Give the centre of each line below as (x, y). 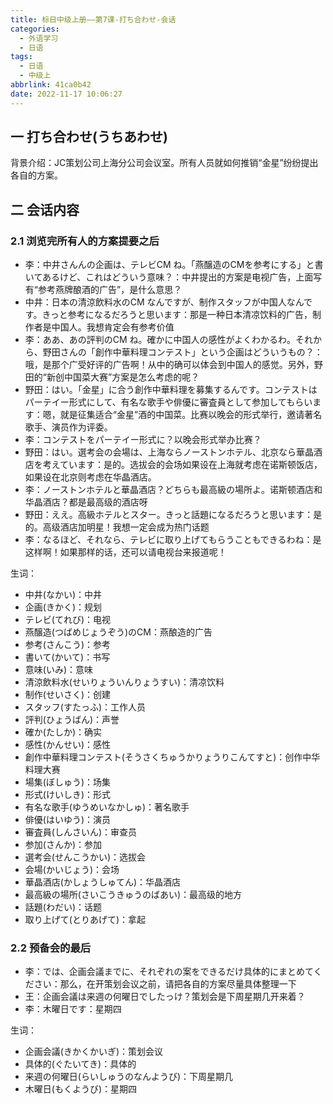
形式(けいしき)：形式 (68, 795)
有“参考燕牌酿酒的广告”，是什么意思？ (103, 290)
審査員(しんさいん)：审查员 (81, 832)
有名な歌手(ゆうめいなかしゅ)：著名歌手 (107, 807)
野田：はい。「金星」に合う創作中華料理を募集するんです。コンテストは (171, 390)
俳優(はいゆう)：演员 (68, 820)
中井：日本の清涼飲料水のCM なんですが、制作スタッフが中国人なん (164, 302)
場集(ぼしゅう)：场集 (68, 782)
